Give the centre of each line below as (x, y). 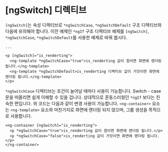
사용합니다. (21, 116)
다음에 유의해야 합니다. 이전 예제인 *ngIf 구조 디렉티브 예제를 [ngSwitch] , (77, 31)
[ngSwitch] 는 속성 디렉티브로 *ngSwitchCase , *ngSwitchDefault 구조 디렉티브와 (83, 25)
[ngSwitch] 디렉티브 (46, 10)
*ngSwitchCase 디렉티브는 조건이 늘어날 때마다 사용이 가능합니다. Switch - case (83, 91)
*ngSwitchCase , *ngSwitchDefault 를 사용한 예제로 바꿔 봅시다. (66, 37)
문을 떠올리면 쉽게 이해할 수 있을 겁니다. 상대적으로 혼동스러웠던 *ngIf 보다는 (80, 97)
